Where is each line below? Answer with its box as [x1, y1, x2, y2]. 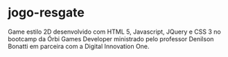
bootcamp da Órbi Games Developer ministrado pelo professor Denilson [8, 34, 214, 43]
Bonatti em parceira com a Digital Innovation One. [8, 42, 150, 50]
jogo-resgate [8, 5, 85, 21]
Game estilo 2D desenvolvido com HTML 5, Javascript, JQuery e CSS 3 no [8, 27, 221, 36]
